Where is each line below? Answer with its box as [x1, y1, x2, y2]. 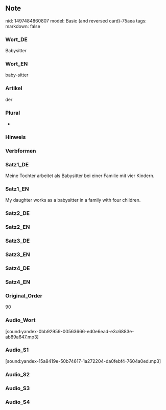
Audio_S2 [5, 371, 30, 378]
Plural [5, 109, 20, 116]
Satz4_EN [5, 278, 31, 286]
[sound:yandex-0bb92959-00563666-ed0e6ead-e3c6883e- [5, 328, 134, 334]
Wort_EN [5, 60, 28, 68]
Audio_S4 [5, 398, 30, 405]
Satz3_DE [5, 238, 30, 245]
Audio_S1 [5, 347, 29, 354]
